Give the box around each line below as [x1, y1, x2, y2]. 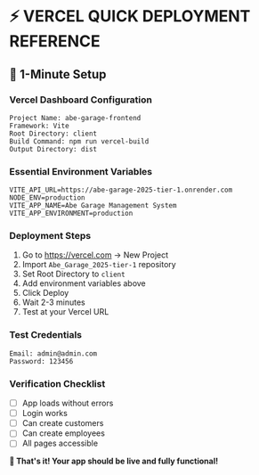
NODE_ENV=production [9, 193, 86, 202]
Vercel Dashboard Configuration [9, 94, 153, 106]
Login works [21, 408, 69, 419]
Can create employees [21, 428, 105, 438]
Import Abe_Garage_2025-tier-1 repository [21, 259, 176, 270]
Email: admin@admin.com [9, 348, 98, 358]
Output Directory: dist [9, 144, 98, 153]
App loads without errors [21, 397, 114, 409]
